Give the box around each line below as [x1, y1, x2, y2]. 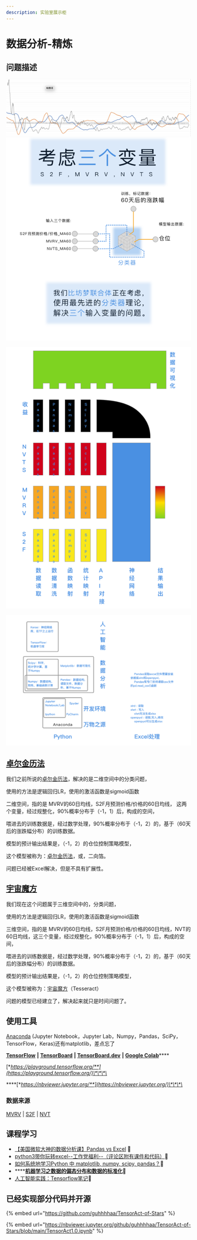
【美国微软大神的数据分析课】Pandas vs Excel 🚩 [14, 1145, 131, 1152]
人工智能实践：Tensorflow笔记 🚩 [14, 1175, 92, 1182]
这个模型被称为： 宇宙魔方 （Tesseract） [6, 984, 102, 992]
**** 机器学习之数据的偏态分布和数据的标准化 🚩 [14, 1168, 127, 1175]
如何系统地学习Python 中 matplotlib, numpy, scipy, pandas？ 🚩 [14, 1160, 164, 1167]
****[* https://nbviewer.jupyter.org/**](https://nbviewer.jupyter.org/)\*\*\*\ [6, 1081, 183, 1088]
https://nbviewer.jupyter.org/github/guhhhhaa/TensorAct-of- [45, 1221, 191, 1228]
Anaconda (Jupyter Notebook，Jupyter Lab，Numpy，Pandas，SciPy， [6, 1033, 182, 1040]
